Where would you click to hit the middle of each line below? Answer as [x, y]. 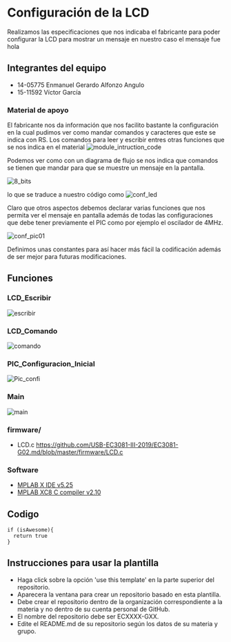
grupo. [27, 631]
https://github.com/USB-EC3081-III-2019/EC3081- [107, 445]
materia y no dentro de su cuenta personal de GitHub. [93, 609]
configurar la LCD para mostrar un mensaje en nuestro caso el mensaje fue [114, 39]
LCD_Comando [32, 331]
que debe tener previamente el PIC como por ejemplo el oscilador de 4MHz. [115, 223]
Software [23, 469]
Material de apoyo [38, 110]
